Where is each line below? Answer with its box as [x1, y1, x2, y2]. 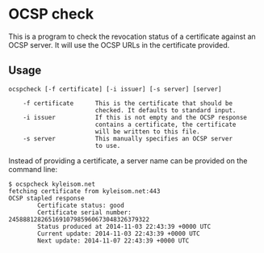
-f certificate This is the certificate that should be [23, 99, 233, 108]
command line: [8, 164, 58, 174]
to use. [94, 141, 121, 150]
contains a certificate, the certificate [94, 120, 237, 129]
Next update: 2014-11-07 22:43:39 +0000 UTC [37, 236, 190, 245]
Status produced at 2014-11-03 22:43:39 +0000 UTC [37, 222, 212, 230]
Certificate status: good [37, 201, 125, 209]
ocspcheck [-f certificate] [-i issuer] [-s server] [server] [8, 85, 222, 93]
